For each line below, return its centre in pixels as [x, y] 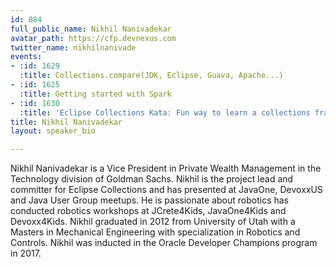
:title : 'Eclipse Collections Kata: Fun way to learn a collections [165, 112]
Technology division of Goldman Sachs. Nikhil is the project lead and [152, 179]
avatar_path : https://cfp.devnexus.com [93, 38]
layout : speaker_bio [53, 131]
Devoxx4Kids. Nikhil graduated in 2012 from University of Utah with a [153, 222]
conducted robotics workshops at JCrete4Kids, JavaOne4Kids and [148, 211]
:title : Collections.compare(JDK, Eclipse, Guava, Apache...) [151, 76]
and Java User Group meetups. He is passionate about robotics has [149, 200]
